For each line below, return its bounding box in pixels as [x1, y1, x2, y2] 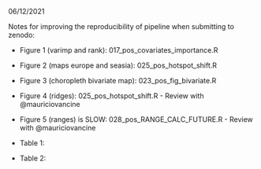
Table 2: [19, 153, 47, 163]
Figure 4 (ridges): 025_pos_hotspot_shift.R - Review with [19, 91, 204, 101]
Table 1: [19, 138, 45, 148]
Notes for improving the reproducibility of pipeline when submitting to [8, 22, 235, 31]
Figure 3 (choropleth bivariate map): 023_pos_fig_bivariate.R [19, 76, 217, 85]
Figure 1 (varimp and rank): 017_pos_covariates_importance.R [19, 46, 218, 54]
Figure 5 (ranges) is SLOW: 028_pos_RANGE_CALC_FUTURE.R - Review [19, 115, 254, 124]
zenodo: [8, 31, 35, 39]
